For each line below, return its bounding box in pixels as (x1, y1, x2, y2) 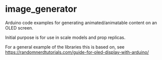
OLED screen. (5, 25, 34, 30)
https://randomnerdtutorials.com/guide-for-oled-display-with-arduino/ (5, 49, 149, 55)
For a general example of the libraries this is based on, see (5, 44, 125, 50)
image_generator (5, 3, 77, 15)
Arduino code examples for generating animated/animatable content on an (5, 20, 158, 26)
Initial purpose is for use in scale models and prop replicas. (5, 34, 125, 40)
